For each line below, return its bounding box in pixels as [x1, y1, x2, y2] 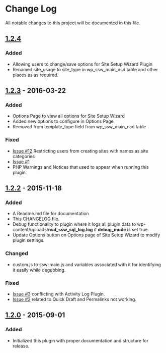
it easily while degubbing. [12, 267, 66, 273]
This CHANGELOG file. [12, 216, 60, 222]
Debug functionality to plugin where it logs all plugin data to [12, 221, 136, 227]
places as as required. [12, 72, 59, 78]
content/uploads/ [12, 227, 49, 233]
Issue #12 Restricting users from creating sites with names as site [12, 147, 148, 154]
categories [12, 153, 35, 159]
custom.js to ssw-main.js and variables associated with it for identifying [12, 261, 161, 268]
